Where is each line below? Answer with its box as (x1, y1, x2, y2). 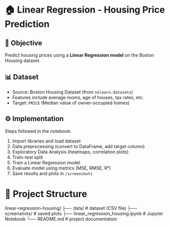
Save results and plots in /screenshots (12, 170, 93, 176)
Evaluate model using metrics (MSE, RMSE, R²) (12, 165, 111, 171)
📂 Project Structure (5, 188, 87, 200)
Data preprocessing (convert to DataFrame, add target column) (12, 143, 145, 149)
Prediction (5, 18, 50, 30)
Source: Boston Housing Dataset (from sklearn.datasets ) (12, 89, 133, 95)
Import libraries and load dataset (12, 138, 81, 144)
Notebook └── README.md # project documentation (5, 216, 117, 222)
